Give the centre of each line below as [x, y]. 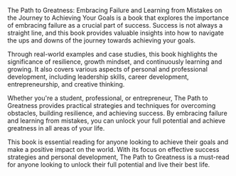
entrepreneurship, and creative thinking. [66, 84]
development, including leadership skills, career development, [98, 77]
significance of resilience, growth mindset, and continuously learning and [115, 62]
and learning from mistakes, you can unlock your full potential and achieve [117, 121]
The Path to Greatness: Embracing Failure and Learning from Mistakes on [115, 10]
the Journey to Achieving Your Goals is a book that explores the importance [118, 18]
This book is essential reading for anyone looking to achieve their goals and [118, 142]
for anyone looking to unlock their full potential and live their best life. [109, 165]
